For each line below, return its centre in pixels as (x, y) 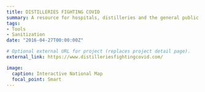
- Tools (16, 29)
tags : (13, 23)
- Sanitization (26, 35)
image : (15, 68)
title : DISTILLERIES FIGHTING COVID (53, 12)
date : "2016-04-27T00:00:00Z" (45, 40)
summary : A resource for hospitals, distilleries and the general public (103, 18)
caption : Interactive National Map (57, 74)
